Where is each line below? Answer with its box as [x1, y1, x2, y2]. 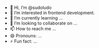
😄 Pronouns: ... [9, 33, 42, 39]
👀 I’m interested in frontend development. [9, 10, 95, 16]
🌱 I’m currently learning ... [9, 15, 63, 21]
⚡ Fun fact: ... [9, 38, 37, 44]
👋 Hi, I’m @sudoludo [9, 5, 52, 10]
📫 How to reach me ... [9, 26, 56, 31]
